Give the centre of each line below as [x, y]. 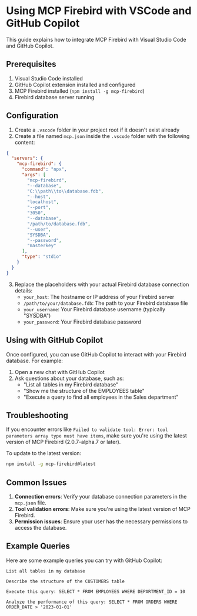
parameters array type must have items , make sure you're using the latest [96, 436]
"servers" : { [27, 159]
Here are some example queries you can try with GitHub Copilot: [84, 560]
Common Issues [36, 482]
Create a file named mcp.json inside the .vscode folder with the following [102, 136]
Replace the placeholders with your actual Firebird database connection [102, 284]
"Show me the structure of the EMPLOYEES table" [84, 391]
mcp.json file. [31, 503]
